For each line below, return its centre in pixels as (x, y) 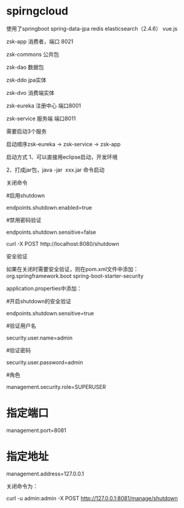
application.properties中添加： (44, 288)
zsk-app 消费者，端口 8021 (40, 41)
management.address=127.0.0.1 (45, 474)
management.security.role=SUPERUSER (56, 387)
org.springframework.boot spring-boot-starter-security (75, 275)
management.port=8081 (36, 430)
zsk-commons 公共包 (33, 54)
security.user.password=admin (45, 362)
